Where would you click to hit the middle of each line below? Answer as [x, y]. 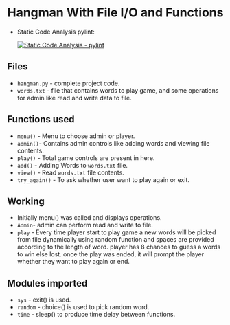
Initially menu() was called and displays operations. [90, 218]
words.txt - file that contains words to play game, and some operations [118, 90]
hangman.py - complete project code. [68, 83]
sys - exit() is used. [44, 300]
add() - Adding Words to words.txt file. [72, 165]
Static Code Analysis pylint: [56, 32]
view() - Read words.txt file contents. [71, 172]
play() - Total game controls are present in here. [86, 158]
